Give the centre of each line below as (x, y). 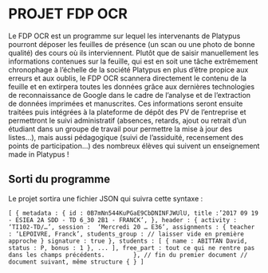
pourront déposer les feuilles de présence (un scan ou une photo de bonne (132, 44)
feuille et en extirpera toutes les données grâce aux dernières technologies (132, 86)
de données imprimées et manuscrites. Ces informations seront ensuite (126, 103)
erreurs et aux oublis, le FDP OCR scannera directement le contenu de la (128, 78)
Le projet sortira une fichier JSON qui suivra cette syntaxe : (106, 198)
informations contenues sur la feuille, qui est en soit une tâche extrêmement (133, 61)
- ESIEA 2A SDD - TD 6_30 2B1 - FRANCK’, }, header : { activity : (123, 220)
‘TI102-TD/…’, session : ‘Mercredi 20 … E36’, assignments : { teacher (132, 227)
